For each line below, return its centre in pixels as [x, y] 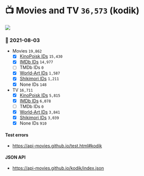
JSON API [15, 157]
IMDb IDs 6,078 [35, 101]
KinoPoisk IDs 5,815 [40, 95]
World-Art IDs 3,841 [40, 112]
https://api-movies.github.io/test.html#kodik [57, 146]
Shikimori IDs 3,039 [39, 117]
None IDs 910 [33, 123]
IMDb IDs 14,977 [36, 62]
